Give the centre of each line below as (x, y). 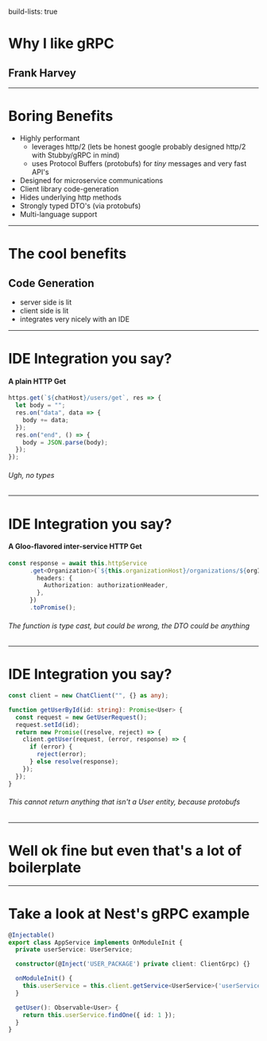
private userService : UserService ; (74, 950)
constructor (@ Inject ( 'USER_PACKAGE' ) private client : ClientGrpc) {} (133, 964)
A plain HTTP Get (37, 381)
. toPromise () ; (53, 608)
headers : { (55, 578)
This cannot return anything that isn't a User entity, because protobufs (124, 802)
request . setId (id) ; (48, 724)
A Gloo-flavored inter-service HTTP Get (75, 546)
